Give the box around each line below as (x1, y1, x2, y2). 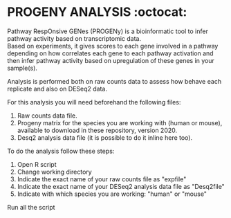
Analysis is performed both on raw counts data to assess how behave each (7, 77, 222, 85)
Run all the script (7, 203, 55, 211)
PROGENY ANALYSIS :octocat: (7, 4, 187, 20)
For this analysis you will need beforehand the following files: (7, 98, 181, 106)
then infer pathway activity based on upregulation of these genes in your (7, 56, 214, 64)
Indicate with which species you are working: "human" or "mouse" (17, 190, 207, 198)
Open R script (17, 160, 57, 168)
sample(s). (7, 64, 38, 72)
